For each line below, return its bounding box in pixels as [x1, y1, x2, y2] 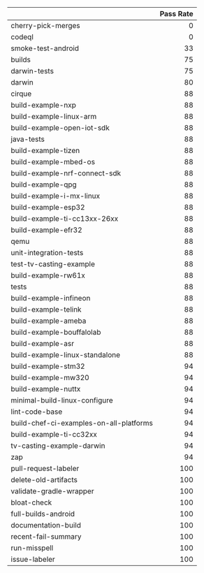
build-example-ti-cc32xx [10, 430, 98, 439]
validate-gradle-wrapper [10, 486, 94, 495]
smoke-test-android [10, 43, 79, 53]
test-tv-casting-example [10, 259, 96, 268]
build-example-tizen [10, 146, 80, 155]
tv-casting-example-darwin [10, 441, 105, 450]
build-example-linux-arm [10, 112, 97, 121]
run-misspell [10, 543, 54, 553]
